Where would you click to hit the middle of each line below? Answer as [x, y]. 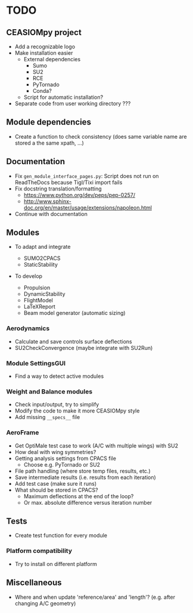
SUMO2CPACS [42, 258]
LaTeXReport [39, 306]
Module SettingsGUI [36, 363]
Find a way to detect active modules [59, 376]
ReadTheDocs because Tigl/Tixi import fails [69, 182]
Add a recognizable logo [45, 46]
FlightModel [38, 301]
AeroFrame [23, 433]
